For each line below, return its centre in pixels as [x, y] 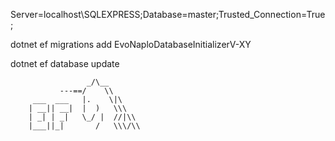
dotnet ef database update [65, 63]
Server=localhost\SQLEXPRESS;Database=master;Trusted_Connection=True [168, 14]
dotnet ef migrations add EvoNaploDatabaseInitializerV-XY [131, 44]
